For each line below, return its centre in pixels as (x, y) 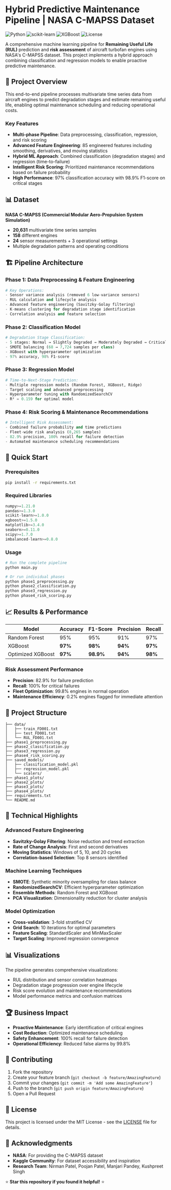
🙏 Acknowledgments (39, 1143)
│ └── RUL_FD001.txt (29, 738)
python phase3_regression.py (36, 591)
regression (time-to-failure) (41, 162)
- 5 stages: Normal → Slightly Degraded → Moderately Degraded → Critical (86, 342)
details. (13, 1127)
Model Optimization (30, 911)
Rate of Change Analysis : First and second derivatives (70, 846)
